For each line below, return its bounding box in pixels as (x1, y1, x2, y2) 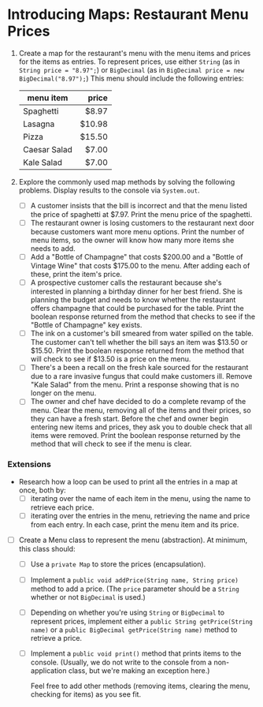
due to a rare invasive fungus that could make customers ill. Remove (30, 372, 253, 381)
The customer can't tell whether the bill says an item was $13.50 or (30, 338, 248, 347)
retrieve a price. (30, 634, 83, 643)
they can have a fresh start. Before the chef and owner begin (30, 414, 229, 424)
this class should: (18, 544, 76, 553)
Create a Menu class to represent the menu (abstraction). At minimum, (18, 535, 248, 544)
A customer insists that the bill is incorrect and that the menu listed (30, 200, 247, 210)
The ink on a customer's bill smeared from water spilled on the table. (30, 329, 254, 339)
